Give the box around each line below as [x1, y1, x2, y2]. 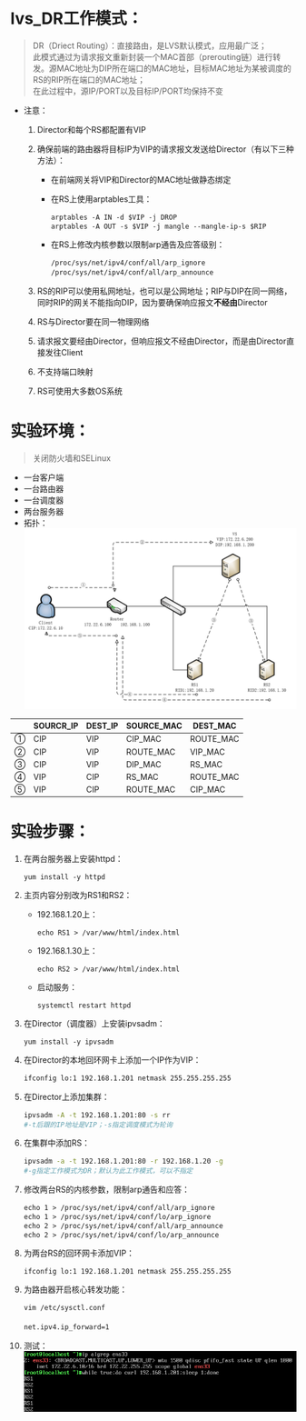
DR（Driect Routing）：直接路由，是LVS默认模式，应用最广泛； [32, 40, 267, 51]
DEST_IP [85, 720, 119, 732]
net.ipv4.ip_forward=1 [23, 1322, 110, 1332]
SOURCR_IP [33, 720, 79, 732]
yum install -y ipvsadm [23, 1037, 114, 1046]
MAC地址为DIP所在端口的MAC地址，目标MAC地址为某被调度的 [56, 63, 291, 74]
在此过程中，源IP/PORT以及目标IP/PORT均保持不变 [32, 85, 223, 96]
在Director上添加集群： [23, 1091, 110, 1102]
